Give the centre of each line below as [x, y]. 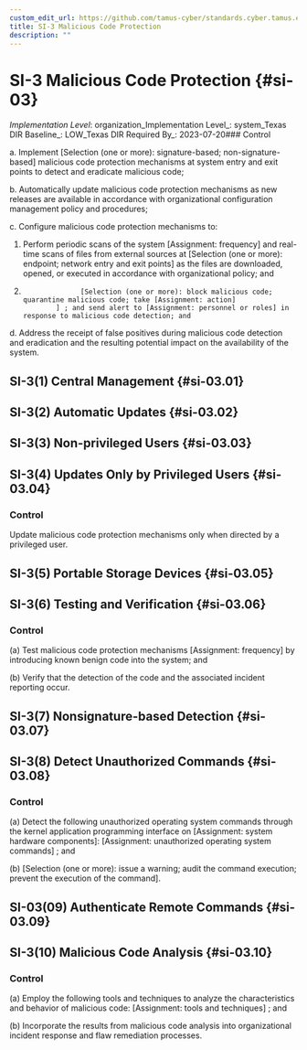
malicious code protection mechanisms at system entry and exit [158, 162]
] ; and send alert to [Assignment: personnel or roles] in [173, 308]
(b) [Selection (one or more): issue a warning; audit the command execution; [153, 869]
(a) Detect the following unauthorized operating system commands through [151, 822]
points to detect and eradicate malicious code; [97, 172]
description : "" [40, 35]
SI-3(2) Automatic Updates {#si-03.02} [124, 412]
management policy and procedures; [79, 209]
